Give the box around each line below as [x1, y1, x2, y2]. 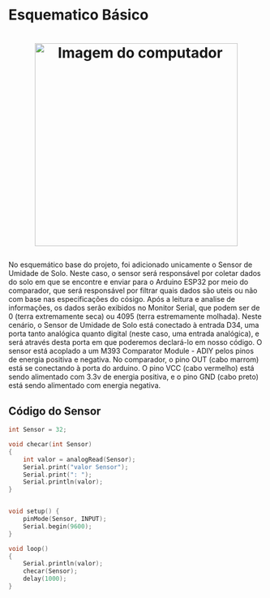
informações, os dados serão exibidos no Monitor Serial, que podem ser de [8, 303, 260, 313]
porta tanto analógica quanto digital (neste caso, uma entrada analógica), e [8, 329, 259, 338]
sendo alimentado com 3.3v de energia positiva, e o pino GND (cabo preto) [8, 372, 259, 382]
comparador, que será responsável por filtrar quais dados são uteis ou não [8, 286, 258, 295]
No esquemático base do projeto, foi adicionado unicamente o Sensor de [8, 260, 253, 269]
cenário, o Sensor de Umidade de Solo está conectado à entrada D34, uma [8, 321, 259, 330]
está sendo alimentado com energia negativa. [8, 381, 161, 390]
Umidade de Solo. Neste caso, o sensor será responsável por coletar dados [8, 269, 261, 278]
